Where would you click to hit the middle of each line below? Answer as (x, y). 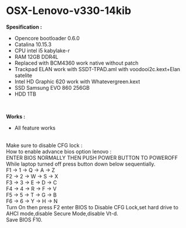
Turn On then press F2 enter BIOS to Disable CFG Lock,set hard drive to (92, 207)
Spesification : (24, 27)
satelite (23, 75)
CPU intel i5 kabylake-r (42, 50)
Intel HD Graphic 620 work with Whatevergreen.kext (77, 81)
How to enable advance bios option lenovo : (59, 151)
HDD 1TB (25, 94)
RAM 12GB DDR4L (36, 57)
